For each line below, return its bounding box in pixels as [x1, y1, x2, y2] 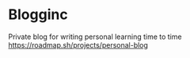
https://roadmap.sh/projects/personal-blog [8, 40, 149, 49]
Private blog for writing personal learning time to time [8, 32, 182, 41]
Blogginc [8, 6, 69, 24]
